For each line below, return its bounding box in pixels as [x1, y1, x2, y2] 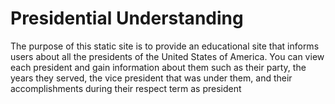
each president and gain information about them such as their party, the [10, 61, 307, 73]
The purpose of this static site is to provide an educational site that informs [10, 40, 320, 52]
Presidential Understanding [10, 7, 244, 30]
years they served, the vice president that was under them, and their [10, 72, 293, 84]
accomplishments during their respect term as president [10, 82, 242, 94]
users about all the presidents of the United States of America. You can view [10, 50, 325, 62]
